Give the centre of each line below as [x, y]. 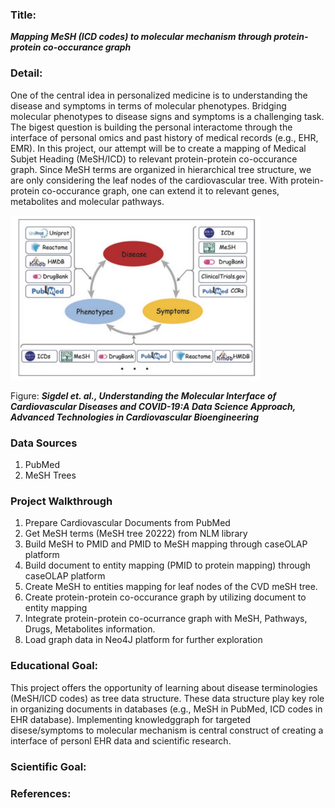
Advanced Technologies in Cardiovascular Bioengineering [135, 417]
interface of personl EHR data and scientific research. [121, 740]
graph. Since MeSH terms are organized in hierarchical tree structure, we [161, 169]
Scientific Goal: [48, 766]
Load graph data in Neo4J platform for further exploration [143, 640]
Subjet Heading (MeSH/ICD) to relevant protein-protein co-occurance [154, 159]
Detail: [26, 73]
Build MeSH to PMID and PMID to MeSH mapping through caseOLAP [166, 544]
